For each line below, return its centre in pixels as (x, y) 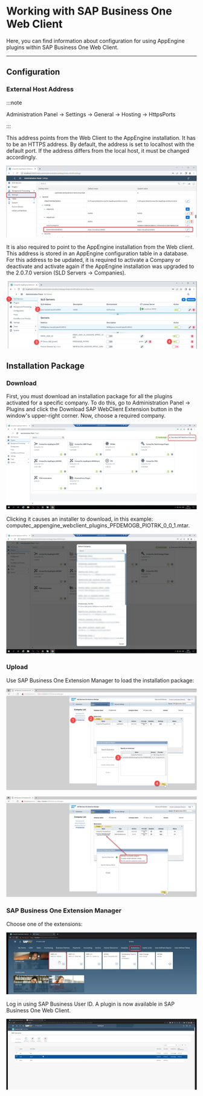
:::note (14, 102)
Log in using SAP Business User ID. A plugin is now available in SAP (91, 1004)
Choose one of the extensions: (44, 924)
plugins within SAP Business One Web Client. (63, 47)
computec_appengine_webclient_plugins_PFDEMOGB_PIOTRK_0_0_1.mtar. (98, 526)
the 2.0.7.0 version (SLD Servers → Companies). (66, 273)
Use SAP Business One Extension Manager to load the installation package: (100, 680)
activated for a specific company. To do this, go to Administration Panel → (98, 403)
